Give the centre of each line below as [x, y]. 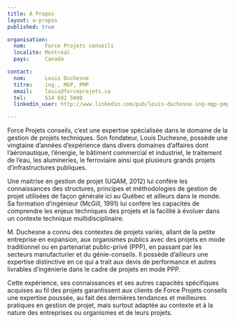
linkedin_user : [36, 104]
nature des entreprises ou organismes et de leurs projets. [90, 313]
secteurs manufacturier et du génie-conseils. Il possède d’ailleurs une [108, 255]
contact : [20, 72]
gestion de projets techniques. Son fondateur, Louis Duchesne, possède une [117, 138]
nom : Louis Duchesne [51, 78]
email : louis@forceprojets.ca [62, 91]
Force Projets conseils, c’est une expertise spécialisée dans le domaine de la [117, 130]
